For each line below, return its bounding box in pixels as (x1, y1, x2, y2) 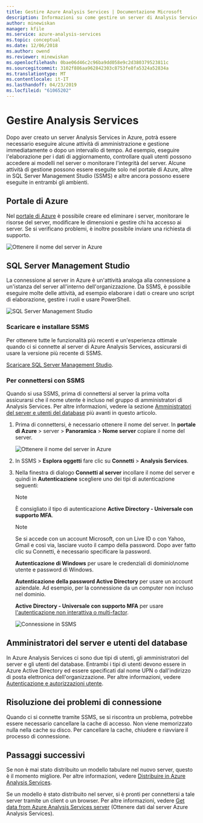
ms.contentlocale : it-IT (6, 76, 69, 82)
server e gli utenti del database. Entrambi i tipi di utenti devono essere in (6, 660, 186, 668)
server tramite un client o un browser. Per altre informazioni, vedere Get (6, 797, 185, 804)
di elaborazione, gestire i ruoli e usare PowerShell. (6, 296, 131, 303)
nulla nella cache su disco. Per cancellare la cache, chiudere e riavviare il (6, 726, 188, 734)
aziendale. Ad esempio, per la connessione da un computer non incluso (14, 584, 193, 591)
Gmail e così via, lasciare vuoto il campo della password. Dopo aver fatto (14, 542, 196, 549)
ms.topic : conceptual (6, 37, 61, 43)
